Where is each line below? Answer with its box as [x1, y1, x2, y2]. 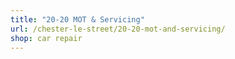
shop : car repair [10, 33, 83, 43]
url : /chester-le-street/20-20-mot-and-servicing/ [10, 24, 226, 34]
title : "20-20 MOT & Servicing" [10, 14, 145, 25]
